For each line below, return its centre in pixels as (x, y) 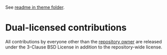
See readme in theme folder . (35, 7)
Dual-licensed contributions (66, 28)
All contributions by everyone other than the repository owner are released (83, 41)
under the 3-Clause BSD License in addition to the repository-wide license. (84, 47)
